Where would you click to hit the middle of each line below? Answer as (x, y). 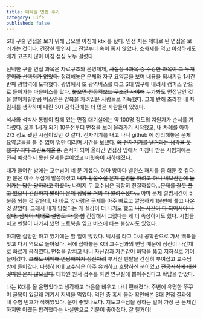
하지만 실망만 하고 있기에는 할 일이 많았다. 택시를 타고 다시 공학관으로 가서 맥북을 (101, 236)
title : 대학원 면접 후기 (33, 12)
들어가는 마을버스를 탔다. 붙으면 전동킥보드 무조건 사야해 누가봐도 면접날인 (100, 92)
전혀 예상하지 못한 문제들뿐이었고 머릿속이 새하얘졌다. (69, 157)
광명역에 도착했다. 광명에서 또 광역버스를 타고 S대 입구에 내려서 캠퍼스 (100, 84)
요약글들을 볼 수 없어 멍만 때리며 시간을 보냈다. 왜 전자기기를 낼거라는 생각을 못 (99, 142)
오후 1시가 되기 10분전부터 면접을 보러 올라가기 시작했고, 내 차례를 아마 (106, 127)
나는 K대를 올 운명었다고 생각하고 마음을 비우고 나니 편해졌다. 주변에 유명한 (94, 287)
